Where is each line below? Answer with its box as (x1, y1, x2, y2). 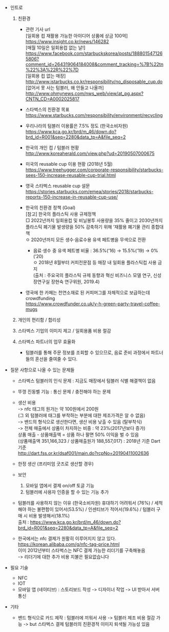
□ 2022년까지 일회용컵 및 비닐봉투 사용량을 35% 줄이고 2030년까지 (25, 218, 163, 223)
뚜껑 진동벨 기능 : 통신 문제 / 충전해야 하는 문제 (17, 389, 111, 394)
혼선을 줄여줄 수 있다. (35, 356, 78, 362)
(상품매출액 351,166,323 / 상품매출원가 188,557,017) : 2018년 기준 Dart (17, 438, 160, 444)
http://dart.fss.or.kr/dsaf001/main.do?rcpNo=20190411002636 (17, 450, 150, 456)
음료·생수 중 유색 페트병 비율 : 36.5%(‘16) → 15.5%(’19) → (33, 248, 150, 253)
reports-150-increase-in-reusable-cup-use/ (25, 194, 118, 200)
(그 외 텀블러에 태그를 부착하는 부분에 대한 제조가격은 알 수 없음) (17, 412, 145, 418)
